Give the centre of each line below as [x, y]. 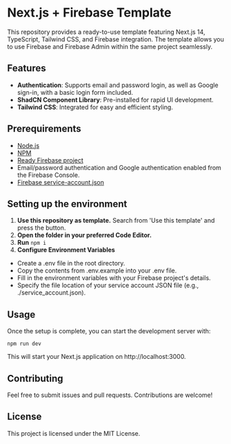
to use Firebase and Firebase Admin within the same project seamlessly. [110, 46]
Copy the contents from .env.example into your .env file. [97, 270]
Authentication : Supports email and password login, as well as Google [118, 85]
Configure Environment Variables [66, 250]
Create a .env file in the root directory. [71, 263]
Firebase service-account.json [61, 182]
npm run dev [24, 344]
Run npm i [32, 243]
